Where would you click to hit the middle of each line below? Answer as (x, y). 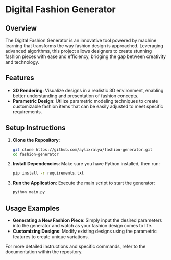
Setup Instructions (35, 128)
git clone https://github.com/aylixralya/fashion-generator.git (82, 149)
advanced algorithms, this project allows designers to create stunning (79, 51)
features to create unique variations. (51, 236)
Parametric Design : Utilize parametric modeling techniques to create (85, 101)
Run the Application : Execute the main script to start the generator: (84, 183)
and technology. (22, 62)
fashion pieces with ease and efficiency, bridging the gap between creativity (86, 56)
